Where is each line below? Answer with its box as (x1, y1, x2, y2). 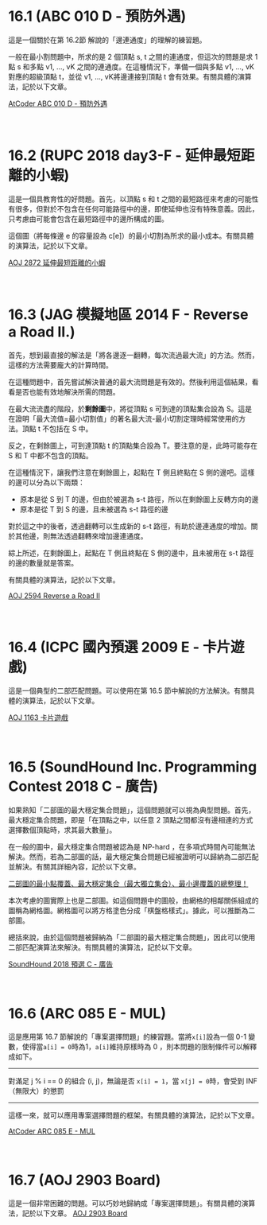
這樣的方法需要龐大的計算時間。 (8, 360, 113, 370)
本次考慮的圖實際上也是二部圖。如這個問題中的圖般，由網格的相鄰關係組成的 (8, 896, 259, 905)
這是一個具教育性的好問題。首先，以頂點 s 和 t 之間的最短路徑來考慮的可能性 (8, 194, 259, 204)
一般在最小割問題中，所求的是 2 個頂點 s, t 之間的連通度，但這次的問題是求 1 (8, 52, 258, 61)
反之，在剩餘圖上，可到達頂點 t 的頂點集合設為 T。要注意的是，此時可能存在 (8, 441, 258, 450)
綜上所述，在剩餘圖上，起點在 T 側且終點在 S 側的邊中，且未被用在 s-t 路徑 (8, 548, 254, 558)
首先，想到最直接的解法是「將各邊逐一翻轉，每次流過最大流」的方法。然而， (8, 350, 259, 360)
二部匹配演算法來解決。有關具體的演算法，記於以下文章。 (8, 942, 196, 951)
